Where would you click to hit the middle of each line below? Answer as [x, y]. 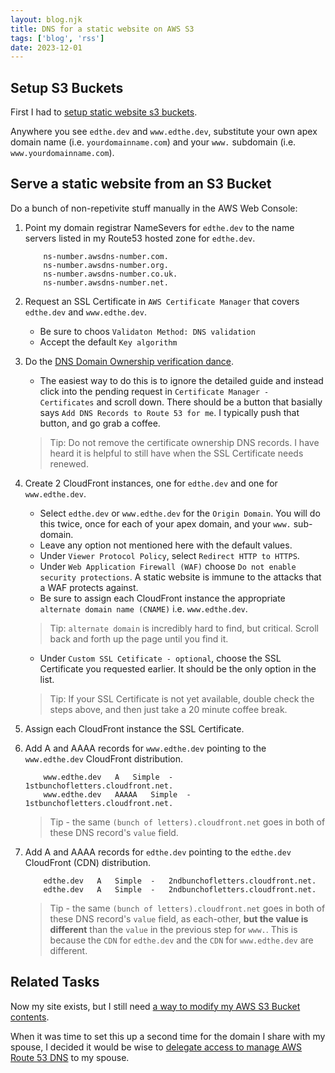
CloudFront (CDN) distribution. [88, 862]
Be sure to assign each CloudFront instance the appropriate [162, 598]
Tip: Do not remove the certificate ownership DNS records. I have [184, 442]
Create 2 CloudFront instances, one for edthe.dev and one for [151, 483]
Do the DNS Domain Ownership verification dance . [129, 361]
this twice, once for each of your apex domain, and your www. [165, 523]
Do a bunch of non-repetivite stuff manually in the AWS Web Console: [154, 208]
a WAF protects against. [89, 587]
